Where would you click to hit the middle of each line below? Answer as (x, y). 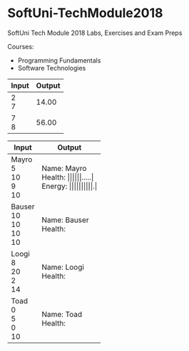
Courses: (21, 46)
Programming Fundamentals (59, 60)
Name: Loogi (63, 267)
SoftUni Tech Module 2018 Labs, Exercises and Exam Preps (95, 33)
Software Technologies (52, 68)
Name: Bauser (65, 220)
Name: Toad (62, 314)
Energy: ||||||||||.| (70, 186)
